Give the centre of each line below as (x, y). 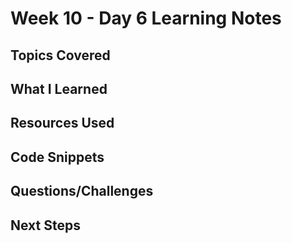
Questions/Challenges (82, 191)
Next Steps (45, 225)
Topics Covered (60, 55)
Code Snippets (57, 157)
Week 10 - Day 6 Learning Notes (146, 18)
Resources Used (62, 123)
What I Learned (59, 88)
